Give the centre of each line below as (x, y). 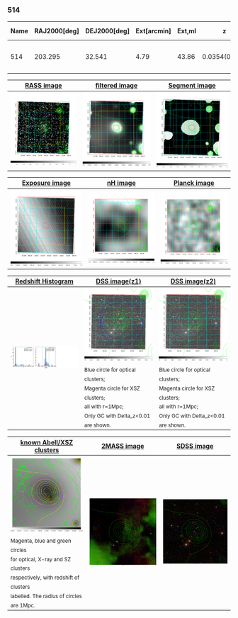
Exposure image (46, 183)
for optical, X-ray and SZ (41, 559)
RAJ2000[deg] (57, 31)
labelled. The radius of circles (46, 596)
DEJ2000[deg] (107, 31)
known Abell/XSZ (47, 442)
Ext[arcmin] (153, 31)
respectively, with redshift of (45, 578)
